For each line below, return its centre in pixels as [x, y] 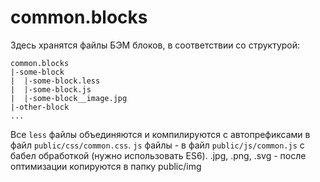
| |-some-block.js [51, 89]
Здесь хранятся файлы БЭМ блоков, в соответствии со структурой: [155, 45]
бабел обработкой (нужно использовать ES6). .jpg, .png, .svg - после [158, 155]
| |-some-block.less [55, 81]
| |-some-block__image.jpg [69, 98]
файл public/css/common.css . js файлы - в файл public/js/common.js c [157, 145]
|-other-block [40, 107]
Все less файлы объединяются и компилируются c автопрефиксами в [160, 134]
